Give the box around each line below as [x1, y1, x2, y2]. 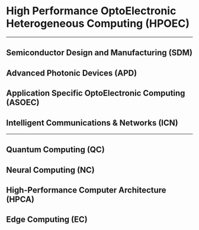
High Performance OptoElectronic [6, 4, 176, 18]
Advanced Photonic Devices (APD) [6, 68, 137, 78]
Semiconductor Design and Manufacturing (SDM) [6, 48, 193, 58]
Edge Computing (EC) [6, 215, 88, 225]
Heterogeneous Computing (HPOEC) [6, 17, 190, 30]
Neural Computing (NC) [6, 165, 95, 175]
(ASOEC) [6, 97, 40, 108]
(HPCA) [6, 194, 34, 204]
